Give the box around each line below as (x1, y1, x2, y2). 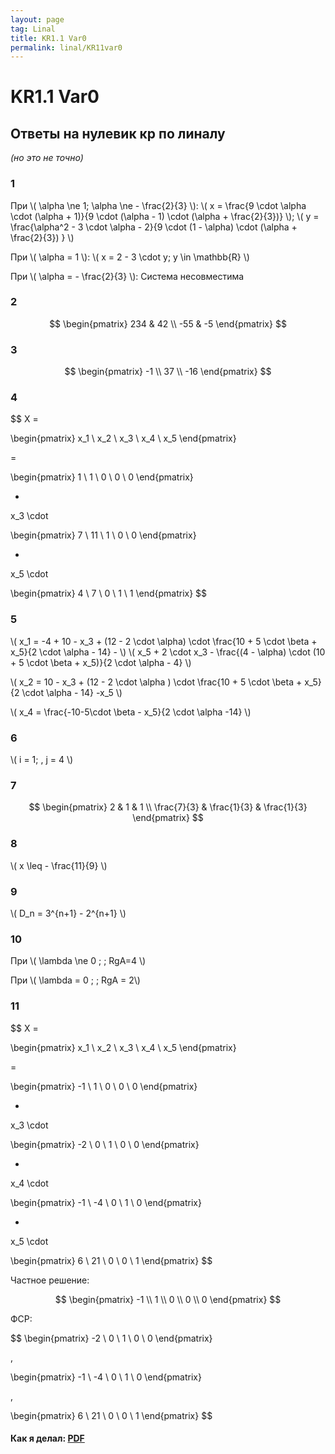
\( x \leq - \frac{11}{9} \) (10, 859, 108, 871)
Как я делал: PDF (10, 1432, 85, 1445)
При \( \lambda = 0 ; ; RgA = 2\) (10, 974, 141, 986)
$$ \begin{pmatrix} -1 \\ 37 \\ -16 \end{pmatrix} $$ (64, 366, 272, 378)
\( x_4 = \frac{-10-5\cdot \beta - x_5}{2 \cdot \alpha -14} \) (10, 706, 252, 718)
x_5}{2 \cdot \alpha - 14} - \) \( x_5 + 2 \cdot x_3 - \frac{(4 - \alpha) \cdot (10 (10, 646, 326, 658)
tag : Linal (10, 24, 56, 34)
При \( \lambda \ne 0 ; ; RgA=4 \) (10, 955, 147, 967)
